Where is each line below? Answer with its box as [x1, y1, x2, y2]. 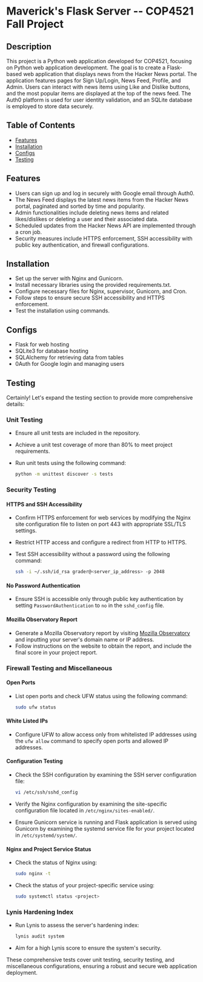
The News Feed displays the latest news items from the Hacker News [15, 196, 189, 203]
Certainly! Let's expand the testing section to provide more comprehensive [6, 394, 193, 402]
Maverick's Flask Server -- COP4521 [6, 4, 194, 18]
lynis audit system [15, 933, 65, 939]
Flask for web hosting [15, 341, 70, 348]
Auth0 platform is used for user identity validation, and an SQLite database [6, 96, 193, 103]
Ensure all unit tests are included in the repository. [15, 430, 141, 437]
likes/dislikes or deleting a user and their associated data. [15, 215, 159, 222]
